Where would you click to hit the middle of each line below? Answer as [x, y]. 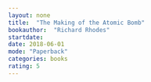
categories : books [38, 59]
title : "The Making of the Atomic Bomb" [77, 23]
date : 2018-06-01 [36, 45]
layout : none [29, 15]
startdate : [26, 37]
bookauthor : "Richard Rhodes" [59, 30]
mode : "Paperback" [38, 52]
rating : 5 [24, 66]
